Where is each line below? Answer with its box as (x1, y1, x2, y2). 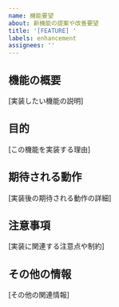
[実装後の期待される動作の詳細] (8, 193, 112, 203)
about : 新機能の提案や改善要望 (8, 19, 99, 27)
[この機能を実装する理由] (8, 144, 91, 154)
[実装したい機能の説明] (8, 95, 84, 105)
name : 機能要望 (8, 11, 54, 20)
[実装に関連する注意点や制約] (8, 241, 105, 251)
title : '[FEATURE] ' (8, 26, 77, 34)
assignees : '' (8, 42, 56, 50)
